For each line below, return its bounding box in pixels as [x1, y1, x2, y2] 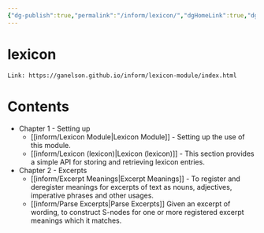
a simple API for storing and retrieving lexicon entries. [30, 157, 206, 166]
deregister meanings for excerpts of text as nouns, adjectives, [30, 182, 232, 191]
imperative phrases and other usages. [30, 190, 154, 200]
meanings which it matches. [30, 216, 122, 225]
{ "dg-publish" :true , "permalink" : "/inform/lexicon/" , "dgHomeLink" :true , [7, 11, 247, 20]
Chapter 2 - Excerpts [18, 165, 87, 175]
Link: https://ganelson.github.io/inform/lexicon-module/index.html [7, 72, 237, 80]
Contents [7, 98, 70, 115]
